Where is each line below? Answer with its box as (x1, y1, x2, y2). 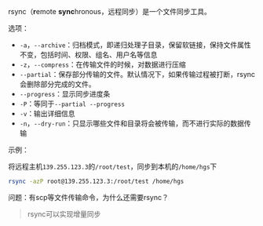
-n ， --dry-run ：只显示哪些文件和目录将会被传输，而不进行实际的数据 (19, 118, 245, 128)
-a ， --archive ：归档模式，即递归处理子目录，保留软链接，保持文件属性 (19, 40, 251, 49)
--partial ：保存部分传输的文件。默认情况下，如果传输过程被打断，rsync (19, 70, 256, 78)
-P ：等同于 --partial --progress (19, 99, 126, 108)
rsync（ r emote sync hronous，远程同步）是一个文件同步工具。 (8, 7, 212, 16)
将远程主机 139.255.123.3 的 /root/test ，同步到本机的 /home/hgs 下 (8, 162, 217, 171)
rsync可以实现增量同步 (27, 209, 101, 218)
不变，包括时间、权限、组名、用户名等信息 (19, 50, 158, 59)
